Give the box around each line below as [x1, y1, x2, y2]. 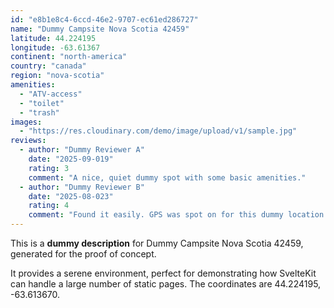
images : [10, 117, 43, 127]
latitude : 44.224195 [10, 33, 97, 43]
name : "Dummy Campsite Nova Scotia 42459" [10, 24, 190, 34]
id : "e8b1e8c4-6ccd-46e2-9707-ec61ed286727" [10, 14, 199, 25]
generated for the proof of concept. [10, 248, 157, 260]
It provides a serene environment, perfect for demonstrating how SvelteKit [10, 267, 317, 279]
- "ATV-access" [19, 89, 83, 99]
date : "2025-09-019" [28, 154, 114, 164]
